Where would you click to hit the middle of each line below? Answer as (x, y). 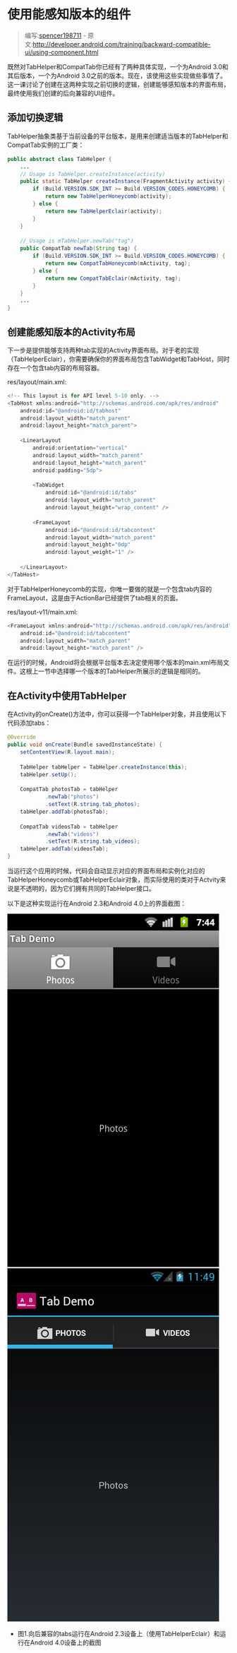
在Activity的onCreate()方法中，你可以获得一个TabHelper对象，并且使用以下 (117, 714)
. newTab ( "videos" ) (72, 834)
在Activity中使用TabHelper (67, 695)
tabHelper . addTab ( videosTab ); (65, 849)
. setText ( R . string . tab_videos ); (92, 841)
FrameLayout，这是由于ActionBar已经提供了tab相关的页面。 (95, 598)
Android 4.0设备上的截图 (66, 1642)
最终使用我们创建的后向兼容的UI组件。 (63, 93)
